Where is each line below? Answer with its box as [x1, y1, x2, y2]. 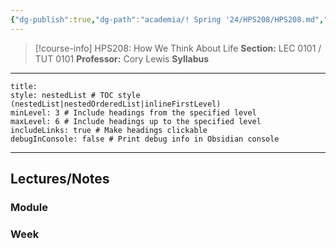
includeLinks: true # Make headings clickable [10, 125, 208, 135]
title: [10, 81, 38, 91]
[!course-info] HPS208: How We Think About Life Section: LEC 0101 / [34, 42, 322, 54]
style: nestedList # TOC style [10, 90, 141, 100]
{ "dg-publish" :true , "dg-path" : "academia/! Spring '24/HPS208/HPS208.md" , [10, 14, 325, 25]
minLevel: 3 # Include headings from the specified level [10, 107, 257, 118]
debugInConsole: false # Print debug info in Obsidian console [10, 134, 280, 144]
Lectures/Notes [10, 171, 110, 188]
